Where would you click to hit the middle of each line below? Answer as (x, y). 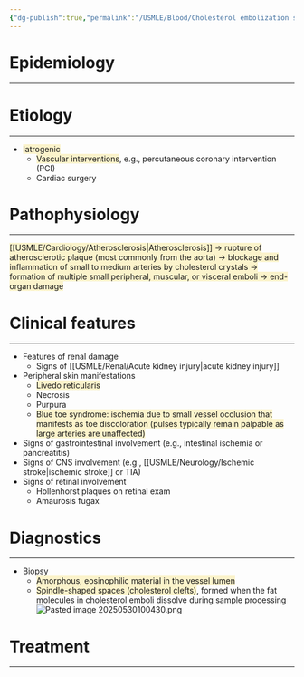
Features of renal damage (71, 357)
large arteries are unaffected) (91, 434)
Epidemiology (62, 62)
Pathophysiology (75, 214)
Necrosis (52, 395)
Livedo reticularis (68, 385)
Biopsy (35, 571)
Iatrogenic (41, 149)
